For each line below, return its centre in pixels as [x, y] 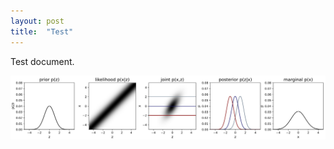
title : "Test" [42, 31]
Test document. [42, 61]
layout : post [37, 21]
